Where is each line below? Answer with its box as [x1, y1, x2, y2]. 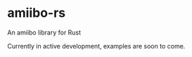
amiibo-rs [7, 5, 65, 21]
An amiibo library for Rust [7, 28, 82, 37]
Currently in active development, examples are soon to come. [7, 42, 186, 50]
